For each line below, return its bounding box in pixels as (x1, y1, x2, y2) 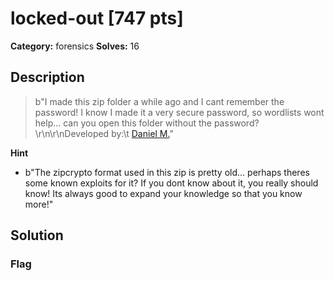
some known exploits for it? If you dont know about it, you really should (24, 177, 319, 189)
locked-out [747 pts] (10, 7, 184, 30)
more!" (24, 198, 54, 210)
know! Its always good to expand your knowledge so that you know (24, 187, 303, 199)
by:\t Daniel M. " (111, 127, 174, 139)
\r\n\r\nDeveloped (34, 127, 110, 139)
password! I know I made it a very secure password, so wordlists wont (34, 106, 325, 118)
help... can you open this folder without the (34, 117, 212, 129)
